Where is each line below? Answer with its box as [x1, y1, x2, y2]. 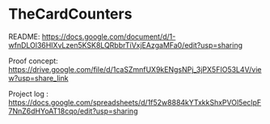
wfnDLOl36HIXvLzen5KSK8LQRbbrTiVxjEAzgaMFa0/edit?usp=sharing [8, 40, 243, 49]
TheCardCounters [8, 5, 133, 24]
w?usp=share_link [8, 73, 69, 83]
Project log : [8, 88, 49, 98]
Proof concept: [8, 56, 58, 66]
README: [8, 32, 40, 41]
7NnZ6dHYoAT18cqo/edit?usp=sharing [8, 106, 138, 116]
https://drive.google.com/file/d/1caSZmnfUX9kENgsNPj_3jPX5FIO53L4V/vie [8, 64, 262, 74]
